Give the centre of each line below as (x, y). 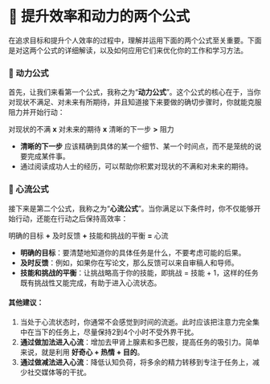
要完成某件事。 (45, 157)
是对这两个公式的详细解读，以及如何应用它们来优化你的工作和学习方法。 (128, 50)
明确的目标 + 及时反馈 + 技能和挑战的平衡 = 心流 (88, 235)
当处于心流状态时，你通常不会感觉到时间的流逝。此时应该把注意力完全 (136, 321)
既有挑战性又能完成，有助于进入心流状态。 (90, 283)
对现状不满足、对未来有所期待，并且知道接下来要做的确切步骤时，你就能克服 (135, 102)
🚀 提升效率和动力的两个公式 (99, 16)
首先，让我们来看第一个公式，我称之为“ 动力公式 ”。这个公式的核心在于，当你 (135, 92)
